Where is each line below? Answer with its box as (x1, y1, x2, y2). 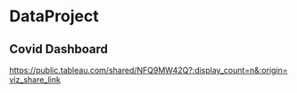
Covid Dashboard (9, 42, 109, 57)
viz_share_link (9, 74, 61, 85)
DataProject (9, 6, 100, 27)
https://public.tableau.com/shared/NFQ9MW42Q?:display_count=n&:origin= (9, 65, 288, 75)
